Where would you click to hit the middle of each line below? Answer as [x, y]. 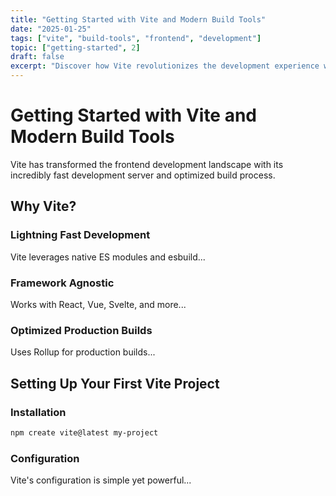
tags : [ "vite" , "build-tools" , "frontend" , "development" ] [136, 38]
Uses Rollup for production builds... [83, 352]
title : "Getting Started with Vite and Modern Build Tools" [138, 19]
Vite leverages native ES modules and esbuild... [108, 257]
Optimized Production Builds [81, 330]
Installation [38, 412]
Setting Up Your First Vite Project [115, 383]
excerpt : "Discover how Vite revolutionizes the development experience [165, 66]
